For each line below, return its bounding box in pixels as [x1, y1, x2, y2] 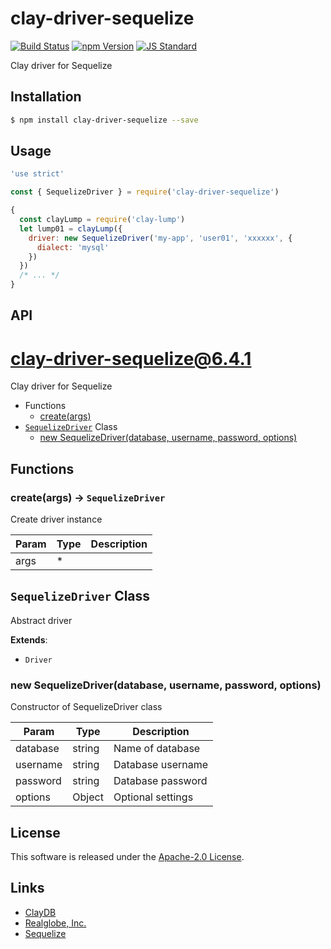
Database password [113, 774, 208, 788]
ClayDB [24, 906, 57, 918]
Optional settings [113, 790, 194, 804]
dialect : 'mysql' [36, 242, 110, 252]
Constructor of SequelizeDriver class [10, 701, 163, 713]
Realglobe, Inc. [24, 917, 87, 929]
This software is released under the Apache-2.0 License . [10, 851, 245, 862]
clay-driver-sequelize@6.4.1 [10, 347, 252, 370]
